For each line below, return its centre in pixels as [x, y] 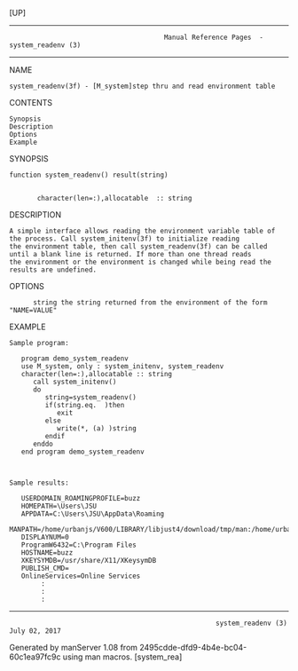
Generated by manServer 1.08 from [74, 647]
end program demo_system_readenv [82, 452]
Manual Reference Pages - [214, 37]
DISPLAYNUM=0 [45, 537]
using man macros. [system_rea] [122, 657]
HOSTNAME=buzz [47, 553]
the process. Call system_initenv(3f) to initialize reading [125, 239]
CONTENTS [31, 103]
